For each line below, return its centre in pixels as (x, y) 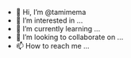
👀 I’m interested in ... (49, 20)
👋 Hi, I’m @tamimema (51, 12)
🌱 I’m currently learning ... (58, 29)
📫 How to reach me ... (52, 46)
